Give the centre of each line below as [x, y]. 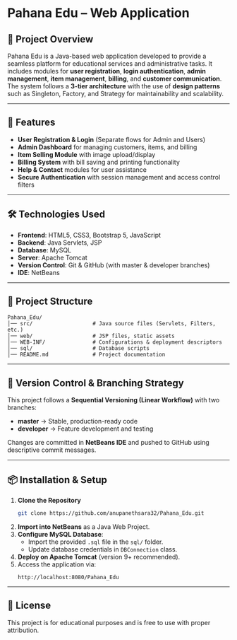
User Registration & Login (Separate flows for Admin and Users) [111, 139]
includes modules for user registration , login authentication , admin [107, 71]
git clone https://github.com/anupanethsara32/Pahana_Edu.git [111, 513]
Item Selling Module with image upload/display [86, 154]
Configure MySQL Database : [60, 534]
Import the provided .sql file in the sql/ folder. [96, 542]
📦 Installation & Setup [57, 480]
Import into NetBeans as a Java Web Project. [84, 526]
